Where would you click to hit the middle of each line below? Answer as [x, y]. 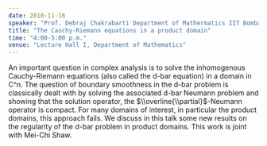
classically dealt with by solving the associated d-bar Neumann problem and [133, 93]
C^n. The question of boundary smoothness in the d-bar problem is [118, 85]
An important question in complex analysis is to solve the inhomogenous [127, 67]
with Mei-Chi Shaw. [40, 135]
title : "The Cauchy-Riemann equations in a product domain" [110, 30]
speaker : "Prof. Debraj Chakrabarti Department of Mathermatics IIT [124, 23]
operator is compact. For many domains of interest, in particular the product [132, 110]
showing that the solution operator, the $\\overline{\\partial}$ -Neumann [125, 102]
